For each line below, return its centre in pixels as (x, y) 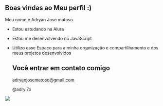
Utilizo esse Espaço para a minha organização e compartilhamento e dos (85, 47)
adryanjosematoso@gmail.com (43, 80)
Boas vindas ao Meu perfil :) (48, 8)
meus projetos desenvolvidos (42, 53)
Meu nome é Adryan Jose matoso (39, 19)
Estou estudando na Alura (38, 29)
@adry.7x (22, 89)
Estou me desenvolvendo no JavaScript (52, 38)
